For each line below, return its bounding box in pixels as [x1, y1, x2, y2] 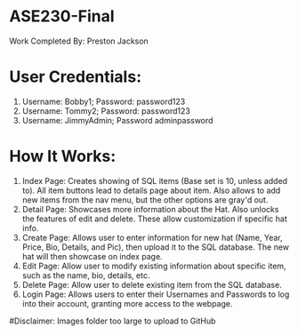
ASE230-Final [9, 6, 115, 27]
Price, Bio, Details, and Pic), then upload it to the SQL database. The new [21, 242, 290, 252]
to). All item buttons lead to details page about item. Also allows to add [21, 185, 281, 195]
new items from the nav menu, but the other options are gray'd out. [21, 194, 269, 205]
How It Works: [9, 147, 117, 166]
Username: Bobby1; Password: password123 [21, 96, 186, 107]
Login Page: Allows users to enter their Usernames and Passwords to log [21, 289, 290, 299]
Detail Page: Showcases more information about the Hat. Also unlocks [21, 203, 279, 214]
